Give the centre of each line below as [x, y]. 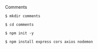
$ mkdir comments [23, 16]
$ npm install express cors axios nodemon [49, 42]
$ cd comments [20, 24]
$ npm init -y [20, 33]
